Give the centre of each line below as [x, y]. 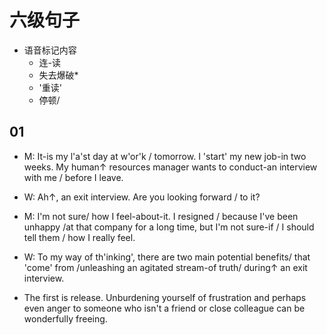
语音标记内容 [50, 50]
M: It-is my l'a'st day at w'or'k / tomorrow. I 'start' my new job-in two [165, 156]
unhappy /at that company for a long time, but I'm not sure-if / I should [169, 227]
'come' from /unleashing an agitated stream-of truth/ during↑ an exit [165, 267]
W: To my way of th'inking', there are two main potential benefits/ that [167, 257]
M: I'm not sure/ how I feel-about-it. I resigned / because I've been [161, 216]
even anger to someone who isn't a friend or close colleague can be [164, 308]
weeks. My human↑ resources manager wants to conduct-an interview [170, 167]
